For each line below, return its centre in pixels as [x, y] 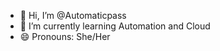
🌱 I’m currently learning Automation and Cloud [115, 26]
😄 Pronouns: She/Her [65, 36]
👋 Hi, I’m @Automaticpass [73, 15]
